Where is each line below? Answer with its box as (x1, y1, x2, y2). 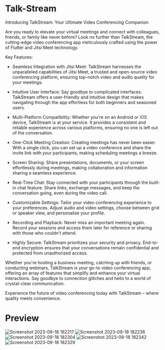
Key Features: (5, 54, 33, 60)
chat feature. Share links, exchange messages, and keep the (17, 184, 140, 190)
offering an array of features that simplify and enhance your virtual (5, 270, 140, 276)
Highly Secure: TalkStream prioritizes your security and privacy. (12, 240, 142, 245)
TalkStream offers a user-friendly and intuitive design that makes (12, 94, 144, 100)
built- (149, 179, 160, 185)
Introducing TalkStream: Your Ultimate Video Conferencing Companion (5, 19, 149, 25)
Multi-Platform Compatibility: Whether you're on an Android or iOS (12, 114, 147, 120)
